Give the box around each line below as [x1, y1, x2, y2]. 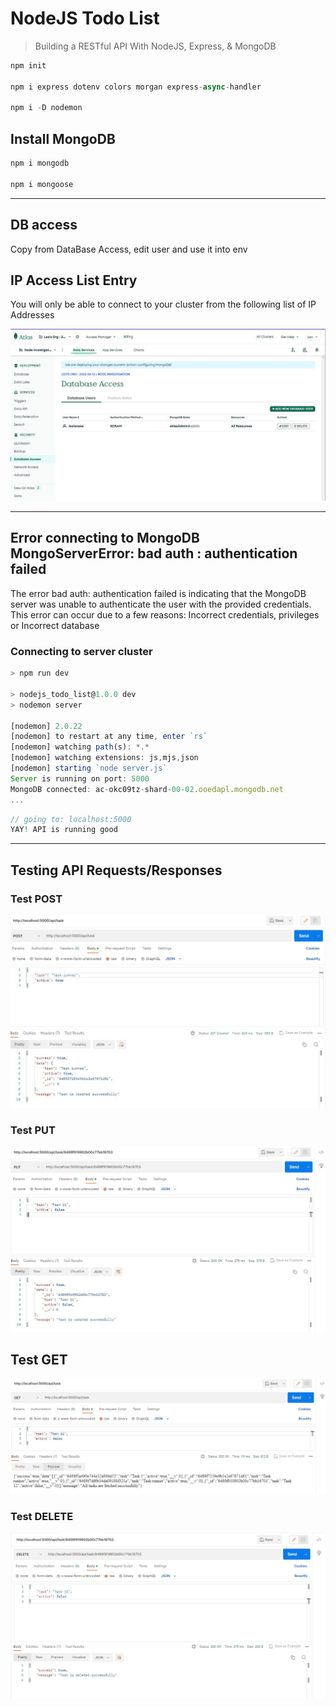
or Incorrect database [10, 619, 100, 631]
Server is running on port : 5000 [10, 773, 150, 784]
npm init [10, 60, 47, 71]
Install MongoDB [10, 130, 116, 147]
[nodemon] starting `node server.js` [10, 763, 168, 773]
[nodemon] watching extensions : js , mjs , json [10, 753, 199, 763]
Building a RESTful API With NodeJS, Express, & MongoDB [34, 40, 277, 52]
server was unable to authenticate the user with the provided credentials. [10, 598, 312, 610]
